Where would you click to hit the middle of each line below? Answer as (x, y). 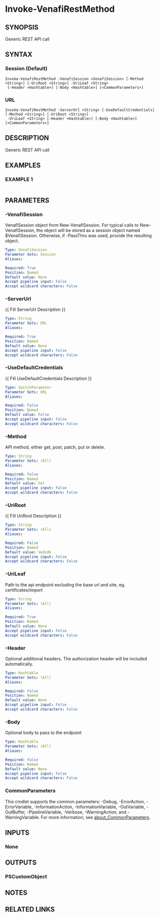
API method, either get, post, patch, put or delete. (55, 447)
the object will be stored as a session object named (88, 231)
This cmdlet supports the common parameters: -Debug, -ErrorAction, (75, 801)
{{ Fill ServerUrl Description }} (35, 309)
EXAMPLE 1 (19, 179)
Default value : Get (25, 483)
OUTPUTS (21, 863)
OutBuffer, (15, 812)
